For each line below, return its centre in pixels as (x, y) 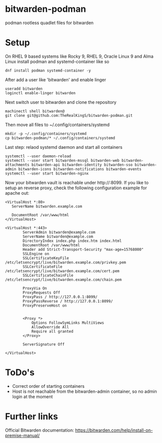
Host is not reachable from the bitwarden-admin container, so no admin (84, 391)
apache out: (17, 193)
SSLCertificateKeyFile (46, 258)
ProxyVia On (35, 288)
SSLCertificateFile (43, 267)
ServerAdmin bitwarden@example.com (59, 232)
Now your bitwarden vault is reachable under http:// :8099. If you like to (77, 182)
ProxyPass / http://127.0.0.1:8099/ (60, 297)
